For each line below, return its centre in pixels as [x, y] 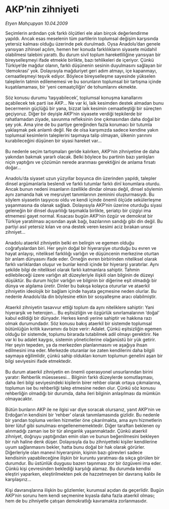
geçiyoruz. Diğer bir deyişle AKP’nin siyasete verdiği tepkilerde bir [74, 114]
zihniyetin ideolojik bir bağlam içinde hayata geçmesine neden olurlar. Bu [81, 291]
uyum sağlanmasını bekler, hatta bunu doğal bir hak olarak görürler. [75, 447]
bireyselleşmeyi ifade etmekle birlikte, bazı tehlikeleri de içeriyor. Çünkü [79, 60]
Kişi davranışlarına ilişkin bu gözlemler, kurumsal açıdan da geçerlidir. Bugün [84, 490]
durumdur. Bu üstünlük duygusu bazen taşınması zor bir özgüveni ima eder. [84, 463]
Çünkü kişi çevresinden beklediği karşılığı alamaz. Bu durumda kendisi [78, 469]
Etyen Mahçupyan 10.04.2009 [37, 23]
